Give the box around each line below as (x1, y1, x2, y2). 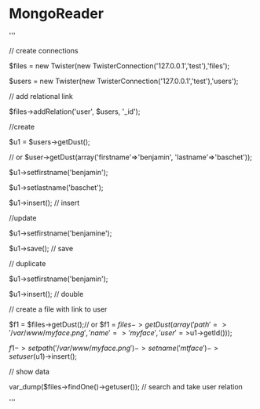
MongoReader (9, 5, 104, 23)
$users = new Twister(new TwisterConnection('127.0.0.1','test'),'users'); (9, 76, 239, 86)
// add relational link (9, 91, 73, 100)
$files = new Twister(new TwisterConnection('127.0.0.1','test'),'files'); (9, 60, 230, 71)
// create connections (9, 46, 79, 55)
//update (9, 213, 37, 222)
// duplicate (9, 258, 46, 268)
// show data (9, 367, 50, 376)
